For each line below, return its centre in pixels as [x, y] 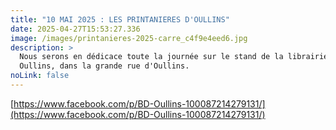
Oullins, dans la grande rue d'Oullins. [104, 66]
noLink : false [40, 76]
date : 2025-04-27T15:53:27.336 [75, 29]
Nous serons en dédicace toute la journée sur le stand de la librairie [174, 57]
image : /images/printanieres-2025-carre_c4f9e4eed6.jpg [129, 38]
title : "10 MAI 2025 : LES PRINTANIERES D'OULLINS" [120, 19]
